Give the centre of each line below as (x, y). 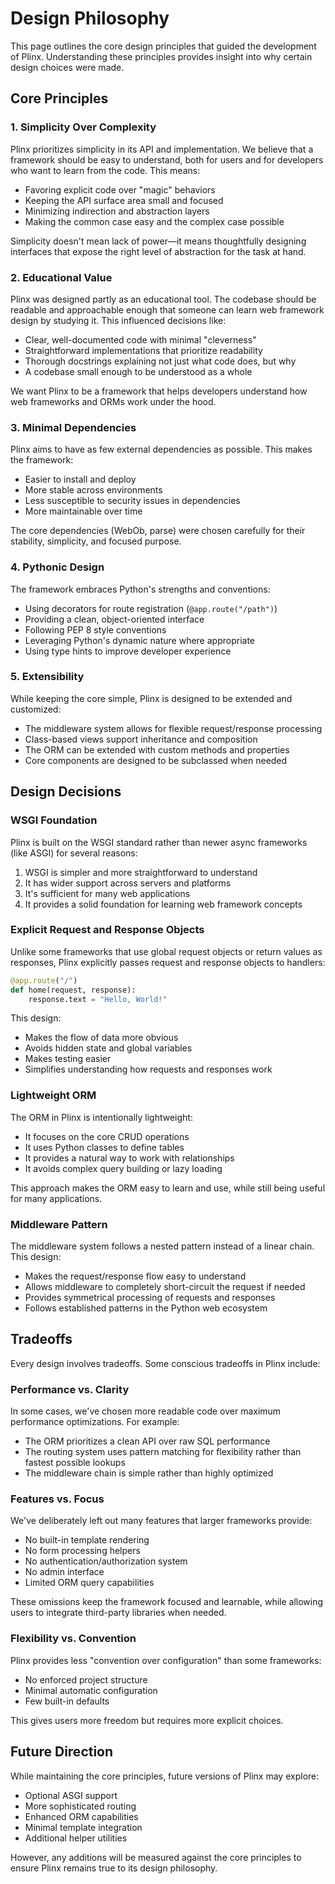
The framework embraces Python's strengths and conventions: (140, 589)
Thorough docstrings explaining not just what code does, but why (160, 361)
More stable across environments (93, 490)
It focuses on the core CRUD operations (107, 1136)
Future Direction (62, 1752)
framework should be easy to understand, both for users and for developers (167, 159)
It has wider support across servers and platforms (128, 883)
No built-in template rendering (87, 1540)
